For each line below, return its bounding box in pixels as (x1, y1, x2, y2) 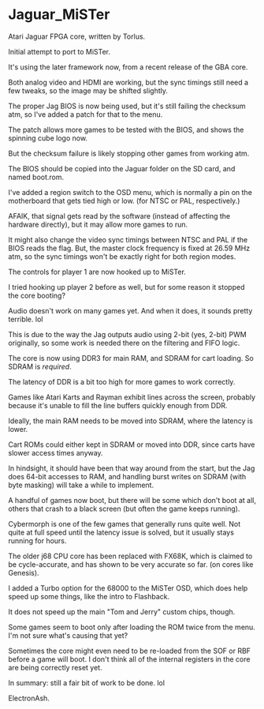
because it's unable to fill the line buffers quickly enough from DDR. (8, 400, 228, 410)
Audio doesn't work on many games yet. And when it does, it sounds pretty (8, 306, 253, 315)
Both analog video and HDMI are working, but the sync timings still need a (8, 77, 249, 87)
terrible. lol (8, 314, 43, 324)
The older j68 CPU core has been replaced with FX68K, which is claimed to (8, 551, 253, 561)
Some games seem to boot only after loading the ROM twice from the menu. (8, 622, 256, 632)
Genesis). (8, 568, 39, 577)
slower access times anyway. (8, 448, 104, 457)
